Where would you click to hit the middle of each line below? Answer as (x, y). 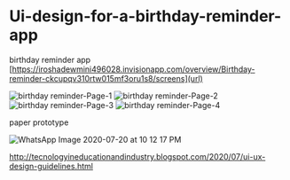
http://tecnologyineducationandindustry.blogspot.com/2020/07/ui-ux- (137, 156)
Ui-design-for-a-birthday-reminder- (145, 16)
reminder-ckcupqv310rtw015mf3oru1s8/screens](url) (106, 78)
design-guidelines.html (51, 166)
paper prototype (39, 122)
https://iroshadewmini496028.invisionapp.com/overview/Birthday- (133, 69)
